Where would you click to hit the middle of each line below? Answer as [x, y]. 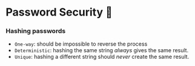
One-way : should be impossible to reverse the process [81, 44]
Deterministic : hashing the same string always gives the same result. [101, 50]
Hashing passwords [36, 31]
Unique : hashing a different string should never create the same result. [102, 57]
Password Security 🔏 [59, 12]
